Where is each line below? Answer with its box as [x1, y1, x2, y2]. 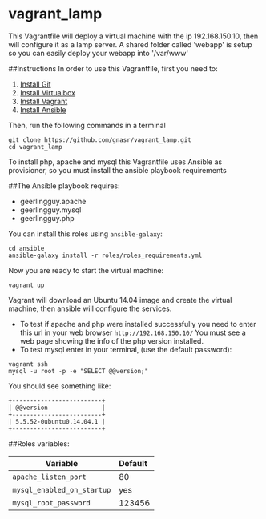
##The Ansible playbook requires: [8, 181, 120, 191]
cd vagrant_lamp [8, 143, 62, 151]
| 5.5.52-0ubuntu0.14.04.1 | [8, 417, 106, 425]
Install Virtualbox [19, 87, 76, 97]
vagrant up [8, 281, 45, 289]
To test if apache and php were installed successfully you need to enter [19, 319, 256, 328]
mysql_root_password [12, 498, 91, 507]
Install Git [19, 79, 51, 89]
